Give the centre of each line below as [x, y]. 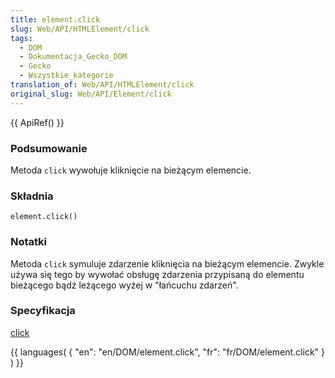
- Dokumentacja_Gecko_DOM [73, 57]
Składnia [32, 196]
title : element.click [55, 19]
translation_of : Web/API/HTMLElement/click [102, 85]
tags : [21, 38]
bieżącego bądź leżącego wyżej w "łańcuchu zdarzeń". [124, 285]
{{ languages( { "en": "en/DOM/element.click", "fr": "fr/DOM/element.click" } [168, 352]
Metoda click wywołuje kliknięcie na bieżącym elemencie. [131, 170]
